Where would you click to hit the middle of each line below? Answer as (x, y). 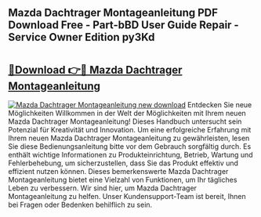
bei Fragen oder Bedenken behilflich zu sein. (80, 204)
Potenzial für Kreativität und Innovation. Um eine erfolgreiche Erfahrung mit (130, 130)
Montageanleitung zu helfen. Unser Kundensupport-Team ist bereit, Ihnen (127, 196)
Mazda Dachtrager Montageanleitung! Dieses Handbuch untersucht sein (125, 121)
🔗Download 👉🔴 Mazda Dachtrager (95, 70)
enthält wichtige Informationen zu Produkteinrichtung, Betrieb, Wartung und (130, 155)
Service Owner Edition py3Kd (82, 37)
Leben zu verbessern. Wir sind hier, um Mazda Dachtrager (103, 188)
